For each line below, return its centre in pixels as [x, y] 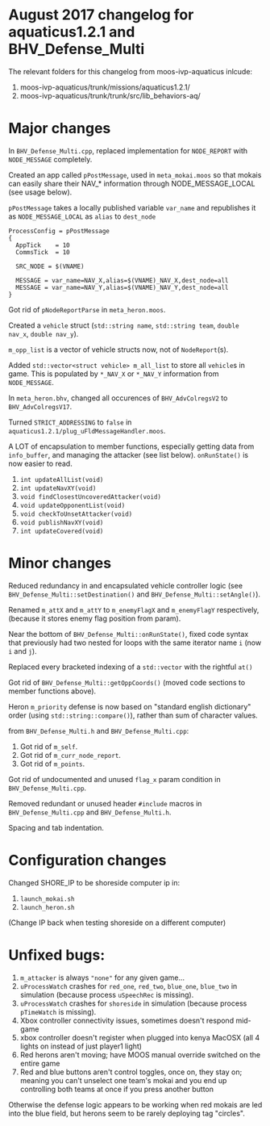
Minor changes [60, 563]
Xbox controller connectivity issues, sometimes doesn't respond [127, 1020]
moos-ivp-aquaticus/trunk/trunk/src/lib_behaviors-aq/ [110, 95]
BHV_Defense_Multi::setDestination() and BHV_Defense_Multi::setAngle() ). [134, 594]
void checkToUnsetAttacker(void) [76, 514]
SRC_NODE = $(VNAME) [50, 266]
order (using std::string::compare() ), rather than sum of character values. [133, 715]
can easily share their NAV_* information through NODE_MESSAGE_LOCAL [132, 183]
